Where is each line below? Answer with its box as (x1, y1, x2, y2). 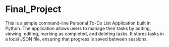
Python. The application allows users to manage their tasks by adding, (5, 25, 151, 31)
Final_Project (5, 3, 62, 15)
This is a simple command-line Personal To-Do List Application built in (5, 20, 151, 26)
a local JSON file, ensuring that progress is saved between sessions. (5, 36, 148, 42)
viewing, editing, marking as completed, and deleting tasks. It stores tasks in (5, 30, 164, 36)
